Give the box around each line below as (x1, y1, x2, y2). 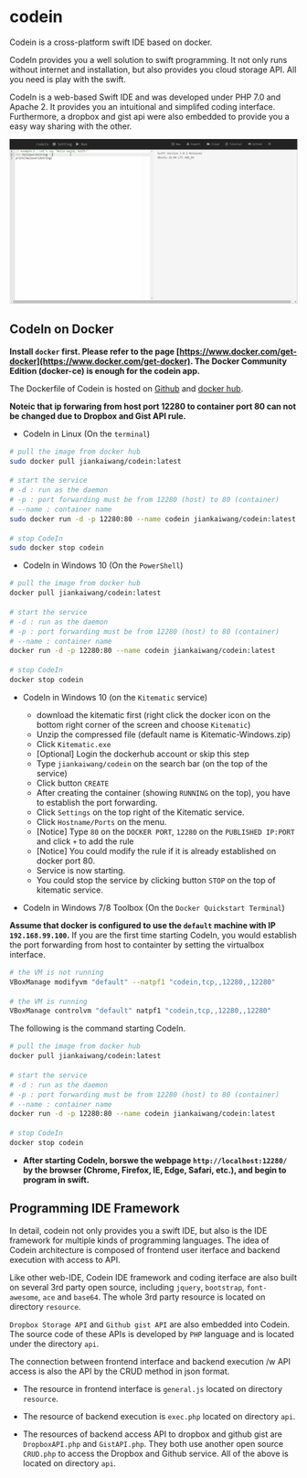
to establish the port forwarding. (36, 797, 158, 808)
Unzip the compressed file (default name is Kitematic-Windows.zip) (36, 729, 291, 740)
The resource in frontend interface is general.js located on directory (22, 1383, 283, 1394)
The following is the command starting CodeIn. (9, 1023, 185, 1034)
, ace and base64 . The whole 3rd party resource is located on (37, 1291, 266, 1302)
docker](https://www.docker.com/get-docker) (9, 355, 191, 367)
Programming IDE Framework (9, 1201, 180, 1216)
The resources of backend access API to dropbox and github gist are (22, 1429, 283, 1440)
